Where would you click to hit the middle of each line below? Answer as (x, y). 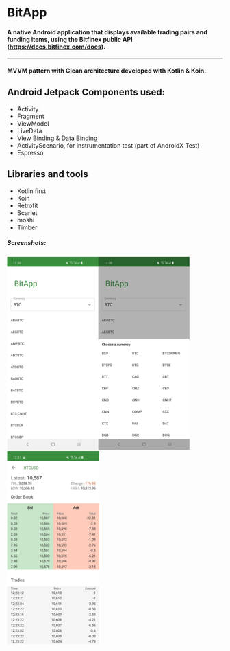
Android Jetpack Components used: (86, 92)
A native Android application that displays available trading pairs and (107, 32)
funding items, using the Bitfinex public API (70, 39)
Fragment (30, 116)
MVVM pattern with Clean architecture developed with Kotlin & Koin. (107, 71)
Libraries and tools (48, 174)
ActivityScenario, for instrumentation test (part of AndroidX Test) (108, 145)
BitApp (27, 13)
